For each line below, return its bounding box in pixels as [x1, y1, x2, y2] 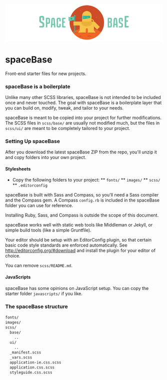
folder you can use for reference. [5, 202, 73, 208]
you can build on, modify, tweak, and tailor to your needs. [5, 104, 124, 111]
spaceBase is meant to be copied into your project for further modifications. [5, 114, 161, 120]
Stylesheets [5, 165, 31, 171]
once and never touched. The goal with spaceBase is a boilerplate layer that [5, 99, 162, 105]
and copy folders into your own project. [5, 154, 86, 160]
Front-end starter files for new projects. [5, 70, 86, 76]
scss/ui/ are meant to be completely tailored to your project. [5, 125, 130, 131]
